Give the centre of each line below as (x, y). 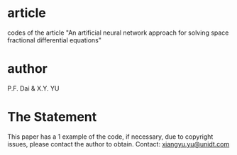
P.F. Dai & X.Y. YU (33, 88)
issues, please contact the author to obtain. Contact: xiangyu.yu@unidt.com (118, 144)
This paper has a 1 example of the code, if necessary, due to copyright (110, 137)
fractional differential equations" (54, 40)
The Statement (52, 117)
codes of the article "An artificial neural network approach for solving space (118, 33)
